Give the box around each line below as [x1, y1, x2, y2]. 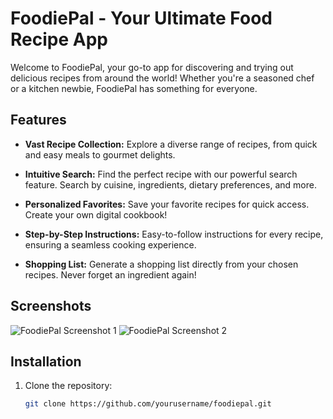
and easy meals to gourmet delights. [24, 148, 176, 161]
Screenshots [10, 298, 92, 315]
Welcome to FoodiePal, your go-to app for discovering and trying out [10, 61, 294, 73]
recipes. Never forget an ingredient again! [24, 268, 197, 281]
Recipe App [10, 28, 108, 51]
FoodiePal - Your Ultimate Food [10, 7, 273, 30]
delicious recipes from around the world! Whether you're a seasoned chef [10, 72, 315, 84]
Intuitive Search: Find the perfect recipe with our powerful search [24, 168, 298, 180]
